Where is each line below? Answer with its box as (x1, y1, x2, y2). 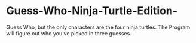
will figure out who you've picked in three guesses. (6, 29, 131, 37)
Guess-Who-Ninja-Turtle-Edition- (6, 4, 178, 18)
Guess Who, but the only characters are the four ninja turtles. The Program (6, 24, 191, 31)
